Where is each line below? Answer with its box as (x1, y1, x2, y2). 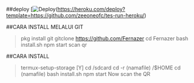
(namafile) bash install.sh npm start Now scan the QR (20, 71, 151, 77)
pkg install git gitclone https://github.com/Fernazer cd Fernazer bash (20, 35, 189, 41)
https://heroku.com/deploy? (57, 6, 125, 12)
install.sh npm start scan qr (20, 41, 88, 48)
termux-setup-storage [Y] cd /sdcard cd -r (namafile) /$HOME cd (20, 64, 181, 71)
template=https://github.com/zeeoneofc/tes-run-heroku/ (6, 12, 145, 19)
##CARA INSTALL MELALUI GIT (6, 24, 84, 30)
